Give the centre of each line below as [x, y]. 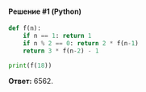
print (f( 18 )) [30, 65]
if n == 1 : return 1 [57, 36]
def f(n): [25, 28]
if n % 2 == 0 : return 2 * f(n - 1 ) [81, 43]
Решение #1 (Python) [45, 11]
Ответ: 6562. [31, 81]
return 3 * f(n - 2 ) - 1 [61, 51]
